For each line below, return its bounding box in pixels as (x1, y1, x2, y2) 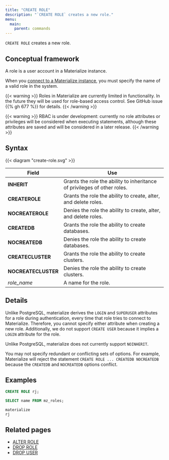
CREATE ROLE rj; (5, 389, 39, 395)
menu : (5, 17, 17, 22)
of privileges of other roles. (63, 184, 128, 191)
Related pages (5, 425, 51, 434)
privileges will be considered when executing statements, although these (5, 118, 157, 124)
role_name (8, 279, 33, 286)
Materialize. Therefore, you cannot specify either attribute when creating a (5, 320, 160, 326)
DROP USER (12, 449, 38, 455)
